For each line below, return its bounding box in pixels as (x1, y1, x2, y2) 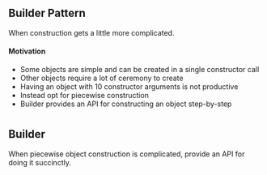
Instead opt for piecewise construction (19, 91, 150, 100)
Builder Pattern (8, 6, 87, 20)
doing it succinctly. (8, 157, 71, 167)
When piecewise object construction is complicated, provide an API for (8, 149, 245, 159)
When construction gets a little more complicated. (8, 28, 175, 37)
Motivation (8, 46, 46, 56)
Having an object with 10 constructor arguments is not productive (19, 82, 239, 92)
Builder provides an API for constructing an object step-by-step (19, 99, 232, 109)
